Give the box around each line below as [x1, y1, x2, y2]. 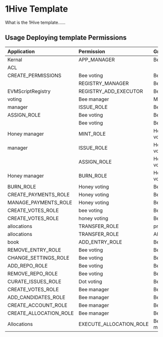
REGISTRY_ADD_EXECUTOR [78, 88, 143, 94]
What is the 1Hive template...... [5, 19, 65, 25]
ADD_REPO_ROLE [7, 262, 48, 269]
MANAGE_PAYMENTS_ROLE [7, 199, 72, 206]
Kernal [7, 56, 23, 63]
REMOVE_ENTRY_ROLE [7, 247, 62, 253]
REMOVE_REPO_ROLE [7, 270, 58, 277]
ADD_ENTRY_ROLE [78, 238, 122, 245]
